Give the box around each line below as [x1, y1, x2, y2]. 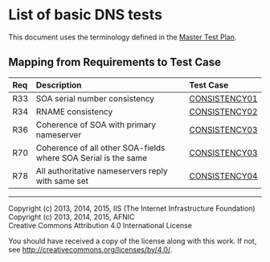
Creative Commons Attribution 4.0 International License [8, 220, 193, 230]
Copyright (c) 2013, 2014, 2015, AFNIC [8, 211, 135, 222]
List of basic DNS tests [8, 6, 163, 24]
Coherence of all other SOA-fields [35, 142, 166, 154]
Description [35, 79, 82, 90]
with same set [35, 175, 89, 186]
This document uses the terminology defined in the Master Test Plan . [8, 32, 237, 42]
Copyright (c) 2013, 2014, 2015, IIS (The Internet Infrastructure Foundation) [8, 203, 256, 213]
